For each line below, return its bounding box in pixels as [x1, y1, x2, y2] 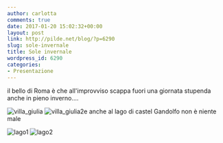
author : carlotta [7, 10, 57, 17]
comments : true [7, 16, 51, 23]
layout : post [7, 29, 45, 36]
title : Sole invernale [7, 49, 72, 56]
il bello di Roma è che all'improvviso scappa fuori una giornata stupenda [7, 87, 211, 95]
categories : [7, 61, 41, 68]
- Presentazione [7, 67, 54, 74]
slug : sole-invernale [7, 42, 69, 49]
